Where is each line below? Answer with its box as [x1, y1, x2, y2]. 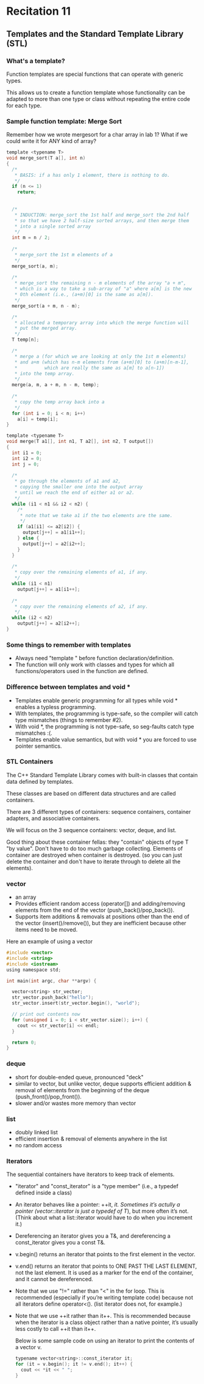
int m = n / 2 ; [12, 234, 51, 241]
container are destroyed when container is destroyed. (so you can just [6, 851, 183, 858]
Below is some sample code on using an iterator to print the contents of [15, 1337, 195, 1344]
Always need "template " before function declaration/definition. [15, 655, 175, 662]
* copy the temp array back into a [14, 399, 105, 405]
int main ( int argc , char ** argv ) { [6, 978, 97, 984]
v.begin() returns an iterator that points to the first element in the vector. [15, 1251, 196, 1258]
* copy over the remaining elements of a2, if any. [14, 603, 149, 609]
